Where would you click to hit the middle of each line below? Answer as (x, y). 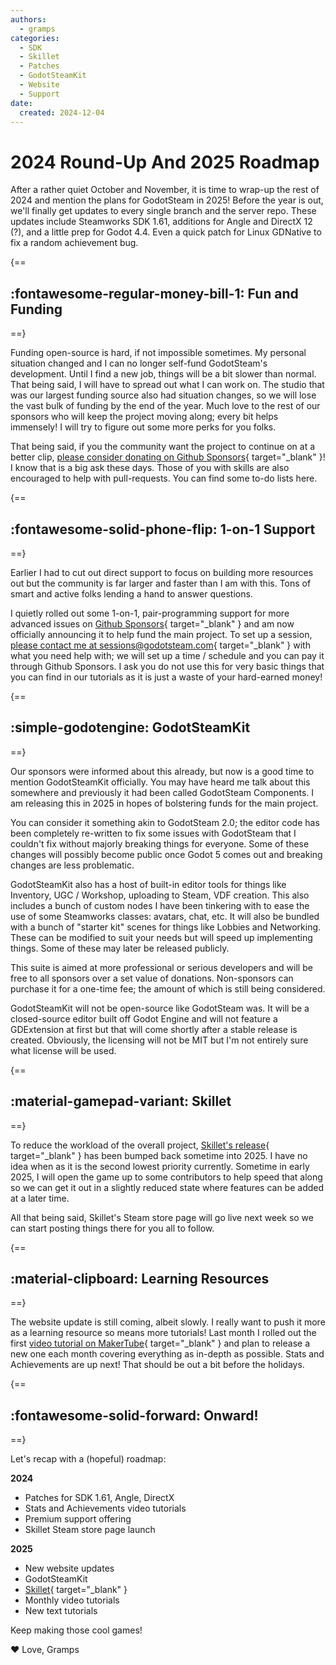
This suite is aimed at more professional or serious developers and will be (161, 967)
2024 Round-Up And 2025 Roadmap (165, 162)
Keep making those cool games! (76, 1630)
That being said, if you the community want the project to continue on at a (163, 447)
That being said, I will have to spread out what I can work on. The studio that (167, 385)
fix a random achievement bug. (74, 243)
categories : (35, 38)
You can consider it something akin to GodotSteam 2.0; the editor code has (165, 822)
